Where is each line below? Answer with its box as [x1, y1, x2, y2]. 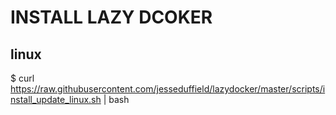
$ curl [10, 72, 35, 84]
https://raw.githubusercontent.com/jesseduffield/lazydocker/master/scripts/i [10, 83, 326, 95]
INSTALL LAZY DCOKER [10, 6, 213, 29]
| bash [103, 94, 130, 105]
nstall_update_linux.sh [10, 94, 102, 105]
